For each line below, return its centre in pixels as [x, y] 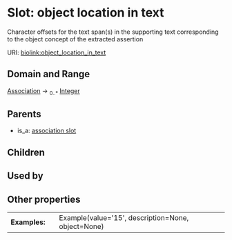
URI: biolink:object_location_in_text [57, 52]
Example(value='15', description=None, [124, 217]
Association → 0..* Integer [44, 91]
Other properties [44, 199]
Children [26, 152]
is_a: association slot [47, 131]
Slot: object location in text [86, 13]
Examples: [28, 222]
